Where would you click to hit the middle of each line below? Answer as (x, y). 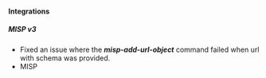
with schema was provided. (65, 58)
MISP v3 (22, 29)
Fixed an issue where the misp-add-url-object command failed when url (139, 49)
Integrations (29, 11)
